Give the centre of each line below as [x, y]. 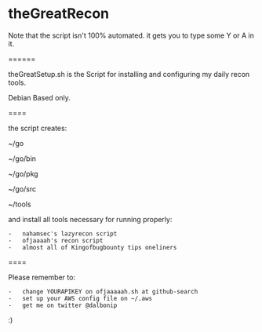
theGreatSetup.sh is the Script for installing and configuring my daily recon [129, 74]
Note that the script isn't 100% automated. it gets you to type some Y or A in [131, 35]
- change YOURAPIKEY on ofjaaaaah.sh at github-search [103, 291]
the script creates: [38, 128]
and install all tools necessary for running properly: [90, 219]
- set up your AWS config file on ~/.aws [80, 298]
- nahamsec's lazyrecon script [63, 233]
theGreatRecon [59, 14]
